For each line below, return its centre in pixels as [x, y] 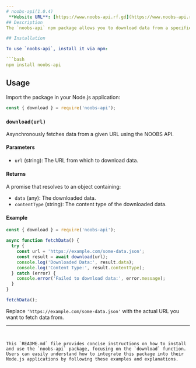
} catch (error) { [34, 273]
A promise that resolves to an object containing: [64, 187]
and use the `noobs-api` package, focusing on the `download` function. [96, 349]
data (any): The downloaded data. [55, 198]
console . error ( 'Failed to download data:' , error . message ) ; [91, 279]
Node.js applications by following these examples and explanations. [92, 359]
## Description [24, 22]
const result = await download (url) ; [62, 257]
